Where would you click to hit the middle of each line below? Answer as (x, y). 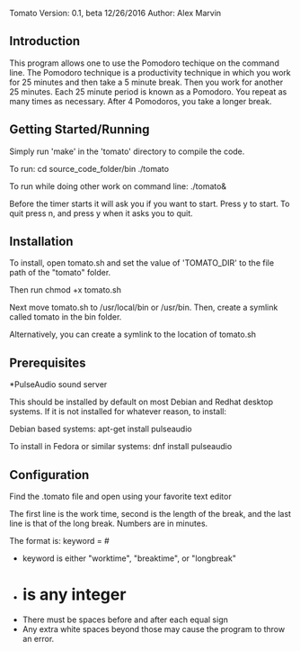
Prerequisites (48, 362)
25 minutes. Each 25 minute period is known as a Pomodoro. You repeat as (148, 91)
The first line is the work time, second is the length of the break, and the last (150, 514)
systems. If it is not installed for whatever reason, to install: (118, 411)
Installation (41, 242)
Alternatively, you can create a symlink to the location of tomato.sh (133, 335)
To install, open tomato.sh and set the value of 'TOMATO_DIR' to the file (142, 263)
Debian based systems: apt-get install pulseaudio (101, 429)
